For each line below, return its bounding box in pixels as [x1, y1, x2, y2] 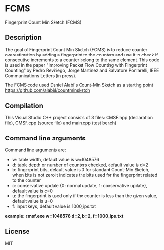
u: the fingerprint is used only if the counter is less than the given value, [12, 193, 158, 199]
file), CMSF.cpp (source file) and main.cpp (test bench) [5, 120, 117, 126]
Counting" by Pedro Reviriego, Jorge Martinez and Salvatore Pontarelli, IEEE [5, 67, 159, 73]
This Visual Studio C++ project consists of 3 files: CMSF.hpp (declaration [5, 114, 153, 120]
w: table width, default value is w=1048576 [12, 157, 99, 163]
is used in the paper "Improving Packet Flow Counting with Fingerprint [5, 62, 147, 68]
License [5, 227, 30, 236]
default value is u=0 [12, 198, 53, 204]
